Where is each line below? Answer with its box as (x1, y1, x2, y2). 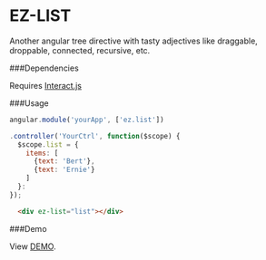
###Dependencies (9, 63, 79, 73)
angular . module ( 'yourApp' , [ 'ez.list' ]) (9, 115, 165, 124)
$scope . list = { (17, 140, 79, 149)
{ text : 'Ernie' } (33, 165, 95, 175)
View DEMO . (9, 241, 56, 252)
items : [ (25, 149, 59, 158)
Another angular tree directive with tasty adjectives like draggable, (9, 35, 259, 46)
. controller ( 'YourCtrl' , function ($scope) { (9, 131, 181, 140)
